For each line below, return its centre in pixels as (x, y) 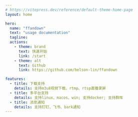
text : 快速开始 (33, 51)
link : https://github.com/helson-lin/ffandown (68, 70)
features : (15, 79)
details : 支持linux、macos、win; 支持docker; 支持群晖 (69, 97)
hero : (11, 23)
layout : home (19, 14)
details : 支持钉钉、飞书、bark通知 (47, 107)
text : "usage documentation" (40, 33)
